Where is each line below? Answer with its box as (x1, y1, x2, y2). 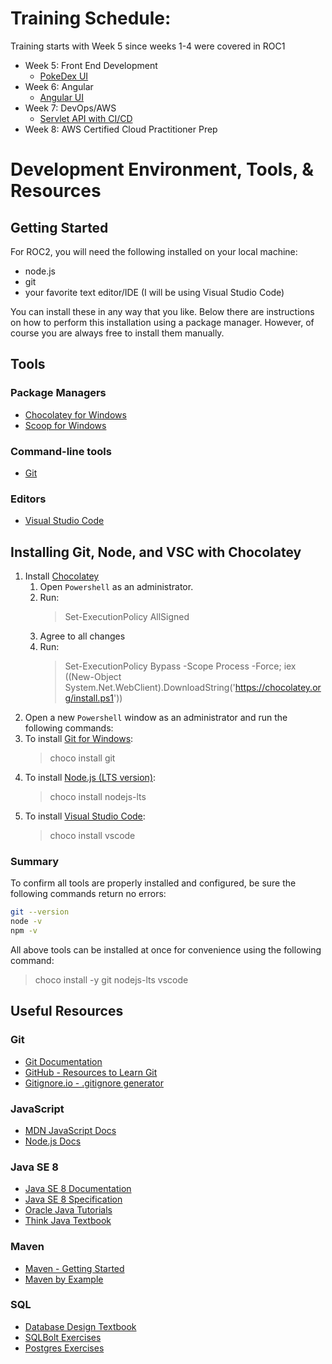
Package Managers (10, 386, 107, 400)
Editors (10, 492, 47, 506)
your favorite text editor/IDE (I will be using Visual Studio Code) (24, 286, 285, 298)
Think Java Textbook (24, 1215, 112, 1227)
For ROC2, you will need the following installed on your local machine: (10, 245, 298, 257)
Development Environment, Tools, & (10, 158, 315, 181)
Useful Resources (10, 1003, 124, 1020)
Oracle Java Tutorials (24, 1204, 113, 1216)
